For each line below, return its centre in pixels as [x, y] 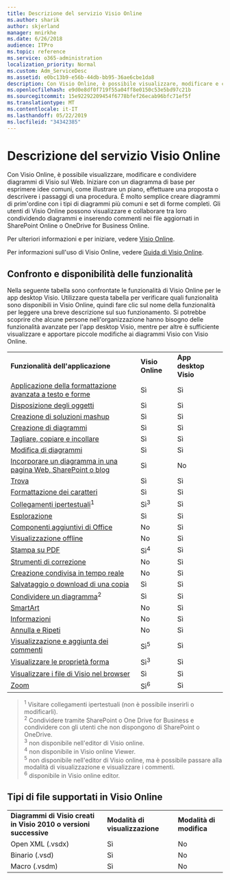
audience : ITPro [30, 45]
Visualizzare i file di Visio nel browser [70, 674]
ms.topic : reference [37, 52]
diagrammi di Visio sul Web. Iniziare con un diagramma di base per [101, 182]
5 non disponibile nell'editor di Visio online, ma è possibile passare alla [123, 759]
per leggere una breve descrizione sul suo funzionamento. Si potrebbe [107, 312]
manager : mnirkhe [32, 33]
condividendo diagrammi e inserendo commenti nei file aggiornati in [103, 218]
